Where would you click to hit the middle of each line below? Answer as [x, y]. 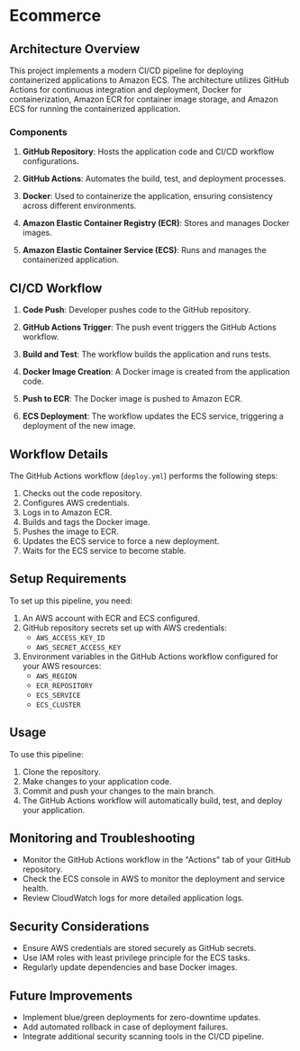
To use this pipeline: [46, 754]
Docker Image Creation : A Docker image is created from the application [156, 372]
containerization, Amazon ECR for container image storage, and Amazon [144, 99]
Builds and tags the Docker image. [86, 521]
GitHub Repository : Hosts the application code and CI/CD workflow [148, 152]
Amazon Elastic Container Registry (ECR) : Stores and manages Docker [156, 223]
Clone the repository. [61, 772]
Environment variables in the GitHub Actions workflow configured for [150, 656]
